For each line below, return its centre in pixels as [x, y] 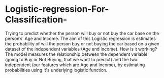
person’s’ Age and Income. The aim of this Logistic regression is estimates [81, 39]
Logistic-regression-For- [57, 9]
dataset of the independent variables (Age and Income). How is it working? [81, 49]
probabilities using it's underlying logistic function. [56, 70]
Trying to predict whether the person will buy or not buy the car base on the [82, 33]
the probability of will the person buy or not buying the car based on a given [82, 43]
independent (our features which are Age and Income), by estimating [75, 65]
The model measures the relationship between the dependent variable [76, 54]
